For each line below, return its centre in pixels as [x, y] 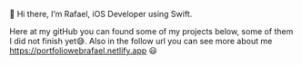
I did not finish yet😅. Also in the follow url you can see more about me [141, 41]
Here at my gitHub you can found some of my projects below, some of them [151, 31]
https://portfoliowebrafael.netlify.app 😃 [83, 51]
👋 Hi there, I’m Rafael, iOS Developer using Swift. [101, 14]
